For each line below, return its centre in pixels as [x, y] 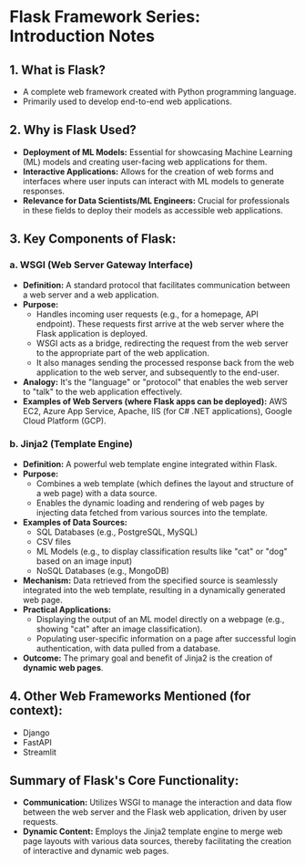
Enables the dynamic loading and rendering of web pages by [150, 503]
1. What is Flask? [58, 70]
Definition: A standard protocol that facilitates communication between [156, 285]
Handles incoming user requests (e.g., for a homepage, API [147, 314]
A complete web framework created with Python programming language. [159, 92]
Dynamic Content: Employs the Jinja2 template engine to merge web [152, 831]
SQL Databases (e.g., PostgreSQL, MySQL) [117, 532]
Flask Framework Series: [105, 17]
